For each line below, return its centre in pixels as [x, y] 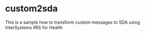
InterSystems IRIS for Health [34, 27]
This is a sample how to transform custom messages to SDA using [72, 22]
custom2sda [31, 9]
